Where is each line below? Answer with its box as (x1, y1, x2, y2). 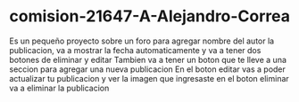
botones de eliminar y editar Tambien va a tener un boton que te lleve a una (9, 54, 287, 65)
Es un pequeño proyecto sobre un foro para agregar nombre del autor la (9, 35, 275, 46)
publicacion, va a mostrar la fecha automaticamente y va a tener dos (9, 44, 262, 55)
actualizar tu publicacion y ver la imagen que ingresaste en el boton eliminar (9, 73, 290, 83)
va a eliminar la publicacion (9, 82, 110, 93)
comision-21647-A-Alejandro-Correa (9, 6, 291, 27)
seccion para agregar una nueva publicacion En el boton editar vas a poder (9, 64, 286, 75)
